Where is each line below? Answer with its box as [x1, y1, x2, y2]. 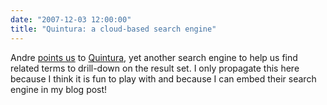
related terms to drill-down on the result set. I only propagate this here [10, 62, 300, 74]
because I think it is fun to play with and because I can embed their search [10, 72, 317, 85]
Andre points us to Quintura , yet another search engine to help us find [10, 51, 298, 63]
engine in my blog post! [10, 83, 108, 95]
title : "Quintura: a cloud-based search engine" [10, 24, 217, 34]
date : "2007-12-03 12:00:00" [10, 14, 132, 25]
